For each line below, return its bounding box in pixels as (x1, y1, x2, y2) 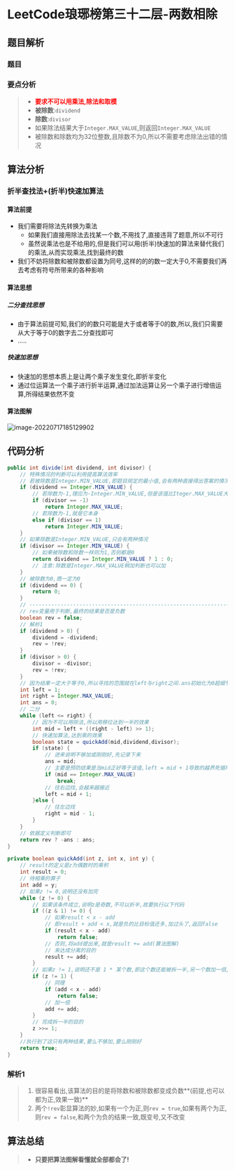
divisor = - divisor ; (32, 660, 92, 667)
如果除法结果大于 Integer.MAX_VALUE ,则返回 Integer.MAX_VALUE (34, 124, 211, 132)
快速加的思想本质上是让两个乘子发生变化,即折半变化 (17, 372, 166, 380)
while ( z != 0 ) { (20, 894, 71, 902)
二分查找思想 (7, 300, 44, 309)
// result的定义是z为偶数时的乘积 (20, 862, 109, 869)
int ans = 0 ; (20, 699, 58, 706)
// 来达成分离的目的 (44, 947, 97, 954)
